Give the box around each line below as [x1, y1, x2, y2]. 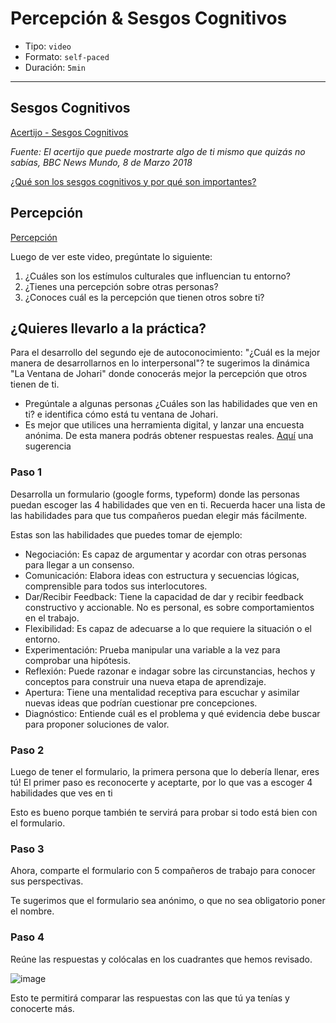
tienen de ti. [10, 378, 60, 391]
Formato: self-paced [24, 50, 110, 62]
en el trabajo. [24, 612, 80, 624]
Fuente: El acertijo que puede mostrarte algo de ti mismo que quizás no [10, 145, 306, 157]
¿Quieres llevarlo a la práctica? [10, 320, 207, 337]
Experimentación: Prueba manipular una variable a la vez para [24, 643, 281, 656]
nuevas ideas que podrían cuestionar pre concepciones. [24, 697, 258, 709]
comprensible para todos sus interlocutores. [24, 580, 208, 592]
